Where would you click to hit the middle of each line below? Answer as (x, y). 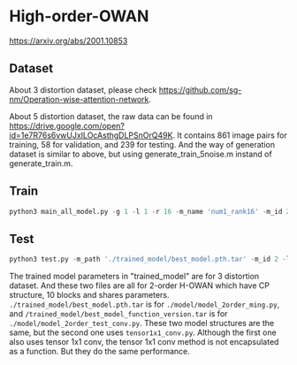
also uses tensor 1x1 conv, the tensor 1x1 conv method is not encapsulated (144, 342)
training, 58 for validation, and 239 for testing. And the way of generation (142, 144)
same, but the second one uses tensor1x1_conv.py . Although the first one (143, 332)
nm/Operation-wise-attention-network (79, 99)
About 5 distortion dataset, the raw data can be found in (111, 116)
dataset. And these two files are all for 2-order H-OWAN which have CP (139, 285)
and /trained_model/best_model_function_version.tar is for (118, 314)
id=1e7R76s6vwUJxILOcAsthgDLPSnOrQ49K (91, 135)
